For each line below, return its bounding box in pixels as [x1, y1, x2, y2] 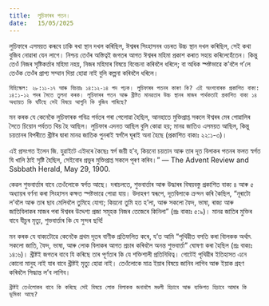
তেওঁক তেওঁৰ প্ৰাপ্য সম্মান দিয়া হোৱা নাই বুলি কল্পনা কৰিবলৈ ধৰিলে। [9, 68, 159, 77]
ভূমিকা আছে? [9, 290, 38, 298]
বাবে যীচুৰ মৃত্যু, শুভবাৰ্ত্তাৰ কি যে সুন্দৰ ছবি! [9, 215, 103, 225]
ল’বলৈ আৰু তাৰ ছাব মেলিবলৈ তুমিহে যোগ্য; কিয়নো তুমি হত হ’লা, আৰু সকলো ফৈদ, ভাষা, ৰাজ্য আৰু [9, 197, 234, 207]
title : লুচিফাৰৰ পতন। [9, 11, 71, 20]
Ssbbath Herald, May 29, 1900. [9, 164, 111, 173]
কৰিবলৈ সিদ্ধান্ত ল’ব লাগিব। [9, 267, 71, 276]
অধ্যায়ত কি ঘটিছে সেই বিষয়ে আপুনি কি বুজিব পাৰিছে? [9, 97, 128, 106]
